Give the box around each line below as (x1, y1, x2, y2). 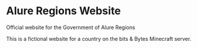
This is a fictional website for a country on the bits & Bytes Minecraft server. (6, 35, 192, 42)
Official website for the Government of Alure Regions (6, 24, 135, 31)
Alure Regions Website (6, 4, 121, 18)
